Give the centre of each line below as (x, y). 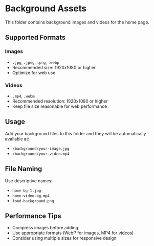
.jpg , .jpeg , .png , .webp (36, 62)
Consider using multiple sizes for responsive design (64, 238)
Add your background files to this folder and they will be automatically (76, 133)
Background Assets (46, 9)
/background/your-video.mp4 (41, 154)
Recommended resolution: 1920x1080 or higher (60, 101)
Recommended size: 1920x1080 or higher (54, 67)
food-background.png (33, 201)
